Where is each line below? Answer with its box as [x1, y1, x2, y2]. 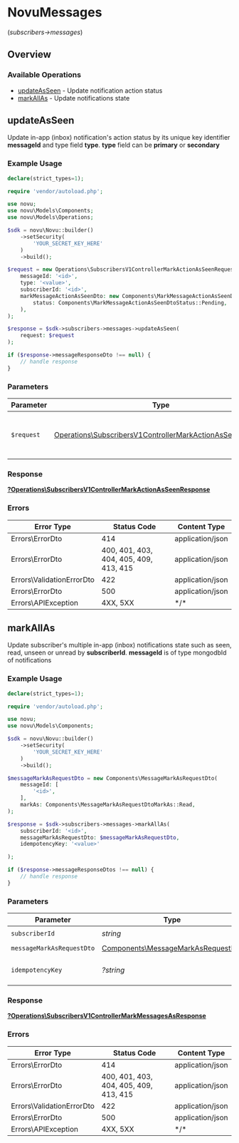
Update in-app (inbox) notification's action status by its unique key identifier [7, 133, 230, 142]
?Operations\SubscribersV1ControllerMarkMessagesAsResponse [7, 1012, 206, 1020]
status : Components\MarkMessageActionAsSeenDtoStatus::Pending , [33, 299, 228, 307]
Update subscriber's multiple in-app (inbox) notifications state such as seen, [7, 641, 232, 650]
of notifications [7, 656, 52, 665]
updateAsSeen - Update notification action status [17, 86, 163, 95]
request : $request [20, 332, 75, 339]
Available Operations [7, 70, 82, 80]
